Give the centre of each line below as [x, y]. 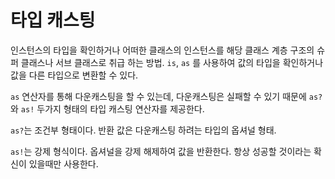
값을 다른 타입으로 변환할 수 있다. [74, 75]
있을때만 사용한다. [63, 163]
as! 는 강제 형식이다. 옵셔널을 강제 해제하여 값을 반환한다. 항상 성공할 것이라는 [161, 151]
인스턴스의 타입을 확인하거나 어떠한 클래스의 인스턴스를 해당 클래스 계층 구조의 [162, 50]
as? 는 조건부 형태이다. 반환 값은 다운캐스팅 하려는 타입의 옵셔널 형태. [143, 130]
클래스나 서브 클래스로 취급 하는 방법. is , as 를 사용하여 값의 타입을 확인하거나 [172, 62]
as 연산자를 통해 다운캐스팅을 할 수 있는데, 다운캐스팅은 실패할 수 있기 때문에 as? [166, 96]
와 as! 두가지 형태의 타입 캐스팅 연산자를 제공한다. [107, 108]
